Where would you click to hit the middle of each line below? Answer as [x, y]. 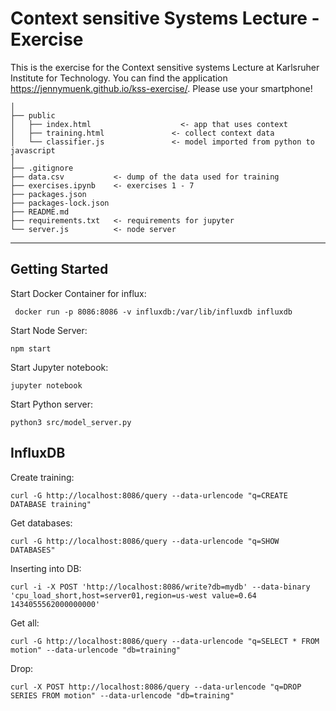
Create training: [42, 477]
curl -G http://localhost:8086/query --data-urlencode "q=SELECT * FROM [165, 641]
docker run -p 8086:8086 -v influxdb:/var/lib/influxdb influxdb [153, 312]
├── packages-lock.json [60, 203]
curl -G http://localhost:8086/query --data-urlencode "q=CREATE [149, 495]
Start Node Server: [49, 330]
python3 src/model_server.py [71, 422]
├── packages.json [48, 194]
